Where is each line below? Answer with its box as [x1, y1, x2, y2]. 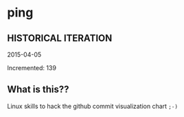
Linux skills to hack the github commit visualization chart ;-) [7, 102, 179, 110]
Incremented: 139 [7, 64, 57, 72]
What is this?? [7, 84, 69, 96]
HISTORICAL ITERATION [7, 32, 113, 44]
